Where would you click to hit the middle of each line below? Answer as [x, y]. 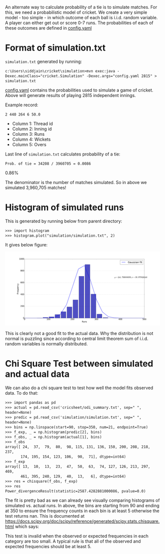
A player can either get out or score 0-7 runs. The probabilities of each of [79, 23]
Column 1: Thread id [32, 123]
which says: [27, 526]
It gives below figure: [26, 245]
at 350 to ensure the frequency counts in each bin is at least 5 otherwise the [82, 511]
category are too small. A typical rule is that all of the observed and [73, 541]
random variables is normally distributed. [46, 343]
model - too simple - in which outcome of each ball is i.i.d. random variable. [82, 17]
